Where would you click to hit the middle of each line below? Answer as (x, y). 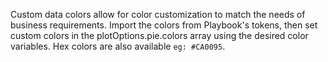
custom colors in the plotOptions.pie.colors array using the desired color (159, 35)
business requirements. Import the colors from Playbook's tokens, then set (164, 25)
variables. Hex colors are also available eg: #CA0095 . (118, 46)
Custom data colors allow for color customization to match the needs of (158, 14)
